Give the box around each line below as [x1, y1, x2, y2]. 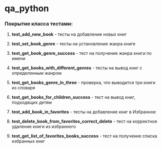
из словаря [11, 85, 35, 91]
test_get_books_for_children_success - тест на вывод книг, [11, 94, 136, 100]
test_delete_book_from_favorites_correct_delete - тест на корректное [11, 118, 157, 125]
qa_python [4, 3, 49, 14]
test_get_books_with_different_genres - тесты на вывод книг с [11, 65, 142, 71]
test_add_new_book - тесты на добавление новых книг [11, 31, 127, 37]
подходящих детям [11, 100, 52, 106]
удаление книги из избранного [11, 124, 76, 129]
